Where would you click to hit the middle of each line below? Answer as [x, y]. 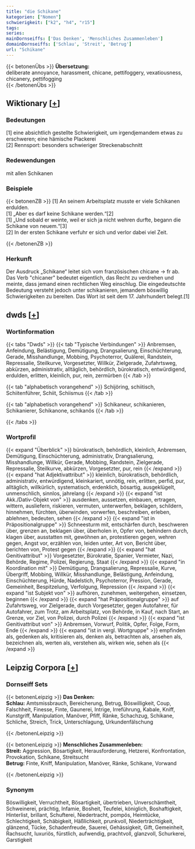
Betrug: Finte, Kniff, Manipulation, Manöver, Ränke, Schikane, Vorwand [91, 763]
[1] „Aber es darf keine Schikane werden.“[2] [60, 214]
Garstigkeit [19, 840]
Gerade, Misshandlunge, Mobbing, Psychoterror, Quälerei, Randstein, [90, 357]
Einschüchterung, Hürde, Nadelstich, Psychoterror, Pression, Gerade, [89, 581]
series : [15, 33]
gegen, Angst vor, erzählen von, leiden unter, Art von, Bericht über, [86, 543]
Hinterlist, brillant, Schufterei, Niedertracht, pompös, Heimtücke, [83, 815]
